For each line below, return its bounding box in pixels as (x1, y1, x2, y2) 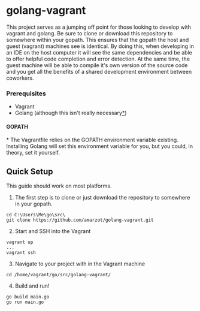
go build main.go (6, 294, 50, 300)
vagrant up (6, 239, 34, 246)
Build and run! (14, 282, 50, 289)
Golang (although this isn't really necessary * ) (14, 109, 127, 117)
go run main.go (6, 299, 44, 306)
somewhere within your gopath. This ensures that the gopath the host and (6, 36, 189, 43)
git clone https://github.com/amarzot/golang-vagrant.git (6, 217, 154, 224)
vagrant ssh (6, 250, 36, 256)
